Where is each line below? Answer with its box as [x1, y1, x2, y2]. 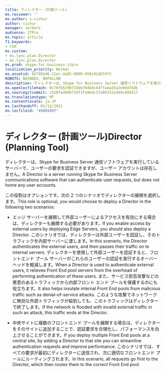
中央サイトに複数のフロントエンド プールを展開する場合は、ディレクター [12, 320, 161, 326]
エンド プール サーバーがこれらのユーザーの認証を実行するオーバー [21, 255, 158, 261]
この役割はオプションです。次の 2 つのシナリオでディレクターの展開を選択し [5, 192, 161, 198]
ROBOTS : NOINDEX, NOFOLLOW [5, 76, 61, 81]
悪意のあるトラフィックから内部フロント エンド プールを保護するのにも [12, 279, 158, 285]
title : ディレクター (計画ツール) [5, 7, 68, 12]
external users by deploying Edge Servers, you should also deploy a [12, 226, 151, 232]
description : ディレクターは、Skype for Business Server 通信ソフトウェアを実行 [5, 81, 161, 85]
